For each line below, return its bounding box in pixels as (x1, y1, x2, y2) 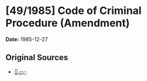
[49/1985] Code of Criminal (5, 4, 142, 17)
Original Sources (5, 52, 68, 62)
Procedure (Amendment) (5, 16, 130, 30)
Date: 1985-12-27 (5, 36, 48, 43)
